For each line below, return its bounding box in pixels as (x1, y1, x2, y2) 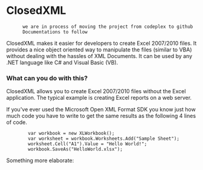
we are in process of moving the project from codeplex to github (22, 24, 193, 30)
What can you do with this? (6, 74, 88, 82)
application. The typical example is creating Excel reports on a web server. (6, 94, 192, 102)
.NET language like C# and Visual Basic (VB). (6, 59, 118, 66)
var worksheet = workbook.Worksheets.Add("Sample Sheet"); (28, 136, 180, 142)
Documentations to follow (22, 28, 88, 35)
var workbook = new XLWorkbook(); (28, 131, 115, 137)
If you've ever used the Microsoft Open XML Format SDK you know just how (6, 106, 196, 113)
